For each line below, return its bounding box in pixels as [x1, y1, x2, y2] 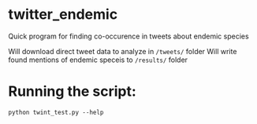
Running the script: [8, 82, 136, 100]
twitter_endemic [8, 5, 118, 24]
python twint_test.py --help [8, 108, 104, 116]
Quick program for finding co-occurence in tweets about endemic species [8, 31, 250, 41]
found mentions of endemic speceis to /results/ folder [8, 55, 188, 64]
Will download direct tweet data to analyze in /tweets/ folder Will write [8, 46, 237, 56]
